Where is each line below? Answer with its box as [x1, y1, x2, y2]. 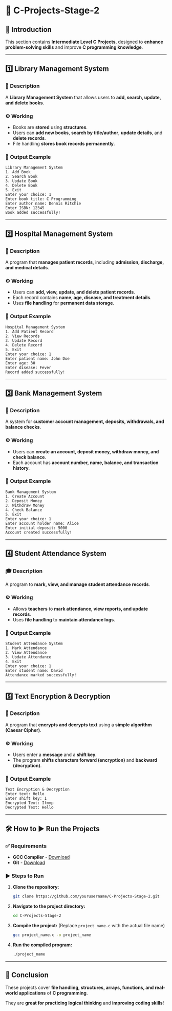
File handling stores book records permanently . [12, 140, 115, 146]
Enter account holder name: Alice [5, 521, 79, 526]
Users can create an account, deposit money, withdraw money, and [12, 448, 159, 454]
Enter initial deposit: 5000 [5, 525, 68, 530]
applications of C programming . [18, 989, 88, 996]
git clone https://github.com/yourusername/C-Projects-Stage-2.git [12, 894, 160, 899]
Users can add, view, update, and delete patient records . [12, 289, 136, 295]
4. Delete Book [5, 183, 38, 188]
